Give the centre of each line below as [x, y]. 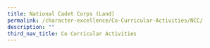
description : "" [31, 27]
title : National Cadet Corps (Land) [61, 14]
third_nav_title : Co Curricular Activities [72, 34]
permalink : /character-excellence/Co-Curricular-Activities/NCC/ [105, 20]
